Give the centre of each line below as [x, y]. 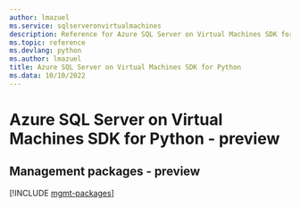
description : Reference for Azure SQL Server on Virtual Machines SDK [143, 34]
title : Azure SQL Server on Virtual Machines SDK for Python [125, 68]
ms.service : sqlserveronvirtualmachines [86, 26]
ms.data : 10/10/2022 [48, 76]
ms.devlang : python [46, 51]
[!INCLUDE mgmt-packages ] [62, 193]
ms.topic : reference [48, 42]
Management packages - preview [105, 172]
